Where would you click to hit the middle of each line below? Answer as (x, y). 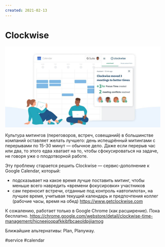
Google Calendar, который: (33, 171)
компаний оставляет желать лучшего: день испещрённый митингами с (80, 140)
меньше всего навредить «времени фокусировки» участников (79, 185)
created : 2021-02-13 (26, 10)
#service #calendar (25, 240)
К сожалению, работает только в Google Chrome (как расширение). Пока (82, 211)
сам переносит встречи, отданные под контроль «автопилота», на (82, 191)
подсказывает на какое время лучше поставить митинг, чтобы (78, 180)
